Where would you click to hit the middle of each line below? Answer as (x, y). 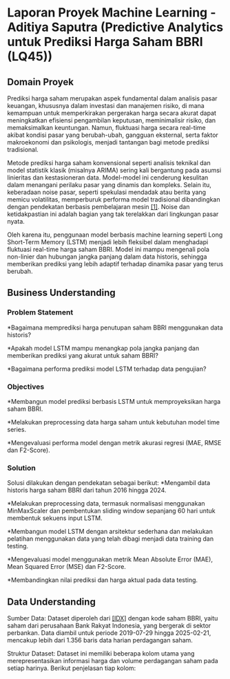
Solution (22, 468)
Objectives (26, 387)
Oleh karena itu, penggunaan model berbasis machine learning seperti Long (115, 235)
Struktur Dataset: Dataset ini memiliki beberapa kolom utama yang (101, 654)
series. (17, 429)
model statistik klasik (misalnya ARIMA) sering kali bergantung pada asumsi (114, 170)
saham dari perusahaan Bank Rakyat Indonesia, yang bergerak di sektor (109, 626)
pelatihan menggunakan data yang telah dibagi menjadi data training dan (111, 539)
